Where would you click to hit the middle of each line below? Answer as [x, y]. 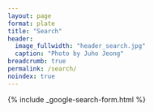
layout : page [30, 16]
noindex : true [32, 76]
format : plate [32, 24]
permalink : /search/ [43, 69]
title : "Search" [35, 31]
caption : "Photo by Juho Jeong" [70, 54]
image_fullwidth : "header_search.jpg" [81, 46]
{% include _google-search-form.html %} [77, 99]
